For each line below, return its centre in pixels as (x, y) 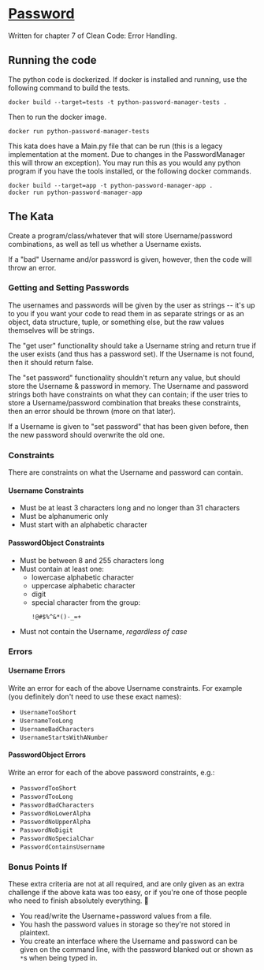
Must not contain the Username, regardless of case (103, 631)
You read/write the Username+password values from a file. (115, 916)
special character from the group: (86, 602)
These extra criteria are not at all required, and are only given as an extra (126, 884)
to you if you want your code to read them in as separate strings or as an (126, 313)
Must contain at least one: (62, 569)
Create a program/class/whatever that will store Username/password (120, 235)
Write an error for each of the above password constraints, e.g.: (112, 772)
